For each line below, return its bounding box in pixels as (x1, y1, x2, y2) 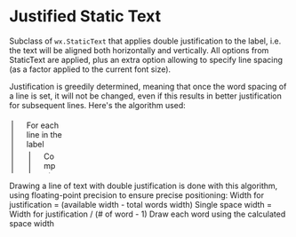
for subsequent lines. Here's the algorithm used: (9, 99, 187, 110)
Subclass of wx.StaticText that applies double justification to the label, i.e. (9, 36, 282, 46)
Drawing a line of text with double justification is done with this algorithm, (9, 180, 278, 191)
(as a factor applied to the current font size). (9, 64, 172, 75)
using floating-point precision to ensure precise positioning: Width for (9, 189, 265, 201)
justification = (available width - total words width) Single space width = (9, 199, 273, 209)
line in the (26, 129, 62, 139)
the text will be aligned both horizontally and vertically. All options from (9, 44, 269, 55)
